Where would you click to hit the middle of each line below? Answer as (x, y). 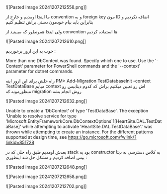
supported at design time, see (36, 137)
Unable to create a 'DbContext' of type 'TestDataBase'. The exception (77, 111)
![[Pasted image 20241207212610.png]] (46, 41)
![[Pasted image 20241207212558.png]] (46, 7)
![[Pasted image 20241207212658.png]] (46, 177)
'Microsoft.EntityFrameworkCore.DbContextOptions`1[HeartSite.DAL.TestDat (84, 121)
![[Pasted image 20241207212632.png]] (46, 101)
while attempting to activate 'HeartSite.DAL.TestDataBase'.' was (87, 127)
